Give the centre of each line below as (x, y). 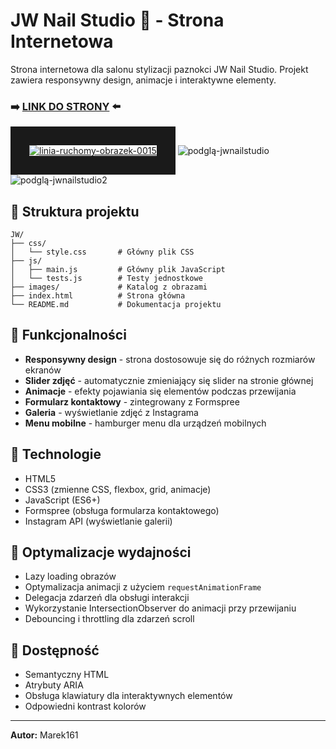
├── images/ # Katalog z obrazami (109, 287)
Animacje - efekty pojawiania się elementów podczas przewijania (160, 391)
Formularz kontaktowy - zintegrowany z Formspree (132, 401)
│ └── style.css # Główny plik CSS (102, 252)
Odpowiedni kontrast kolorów (85, 706)
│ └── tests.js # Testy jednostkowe (106, 279)
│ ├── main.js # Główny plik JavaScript (118, 270)
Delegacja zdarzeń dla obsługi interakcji (107, 598)
